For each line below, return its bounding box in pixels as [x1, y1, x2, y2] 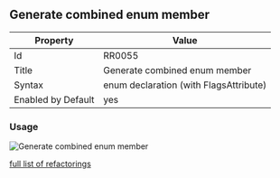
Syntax [14, 79, 43, 91]
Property [34, 33, 74, 46]
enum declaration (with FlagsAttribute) [103, 79, 267, 91]
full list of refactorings [9, 158, 92, 170]
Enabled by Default [14, 93, 95, 106]
